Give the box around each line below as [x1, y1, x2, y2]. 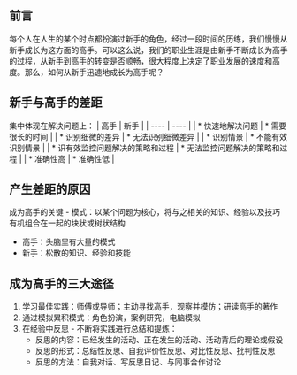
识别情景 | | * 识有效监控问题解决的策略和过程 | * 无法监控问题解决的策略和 [9, 142, 280, 153]
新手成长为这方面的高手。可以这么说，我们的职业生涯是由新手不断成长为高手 [9, 44, 288, 55]
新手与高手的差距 [9, 96, 103, 111]
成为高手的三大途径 [9, 276, 114, 291]
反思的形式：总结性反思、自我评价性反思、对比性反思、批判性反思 [34, 346, 276, 356]
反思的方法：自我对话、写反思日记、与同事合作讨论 [34, 356, 222, 367]
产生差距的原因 [9, 182, 91, 197]
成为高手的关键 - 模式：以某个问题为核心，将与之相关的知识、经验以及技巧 [9, 207, 281, 218]
